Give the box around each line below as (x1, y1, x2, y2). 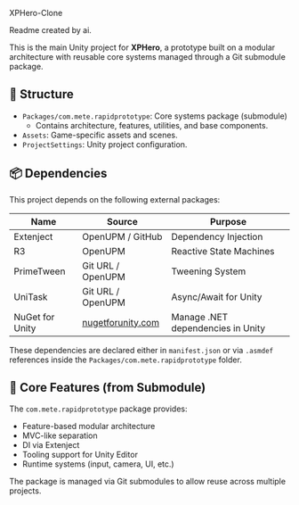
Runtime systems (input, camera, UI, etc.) (21, 459, 175, 469)
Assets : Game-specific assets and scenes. (21, 129, 178, 140)
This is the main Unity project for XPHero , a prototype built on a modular (9, 42, 276, 53)
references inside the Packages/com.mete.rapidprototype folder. (9, 354, 242, 365)
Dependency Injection (171, 230, 263, 243)
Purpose (209, 215, 247, 228)
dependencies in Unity (171, 321, 265, 334)
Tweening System (171, 265, 246, 277)
